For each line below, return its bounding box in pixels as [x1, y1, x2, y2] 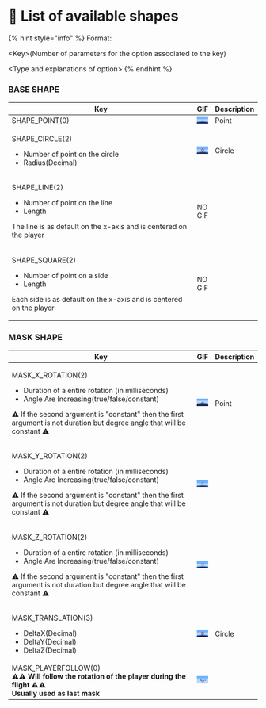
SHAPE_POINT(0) [11, 116, 70, 125]
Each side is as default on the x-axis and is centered [11, 294, 183, 304]
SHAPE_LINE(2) [11, 182, 63, 193]
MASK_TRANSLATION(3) [11, 613, 93, 622]
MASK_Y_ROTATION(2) [11, 451, 89, 461]
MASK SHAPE [8, 332, 63, 343]
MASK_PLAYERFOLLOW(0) [11, 664, 101, 673]
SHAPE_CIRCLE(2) [11, 134, 73, 144]
